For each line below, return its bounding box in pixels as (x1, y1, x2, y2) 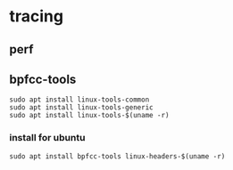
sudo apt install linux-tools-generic (9, 103, 154, 112)
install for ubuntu (9, 132, 86, 144)
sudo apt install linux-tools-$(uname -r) (9, 111, 170, 120)
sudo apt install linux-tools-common (9, 95, 150, 104)
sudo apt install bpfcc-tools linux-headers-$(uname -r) (9, 151, 226, 161)
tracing (9, 6, 64, 27)
